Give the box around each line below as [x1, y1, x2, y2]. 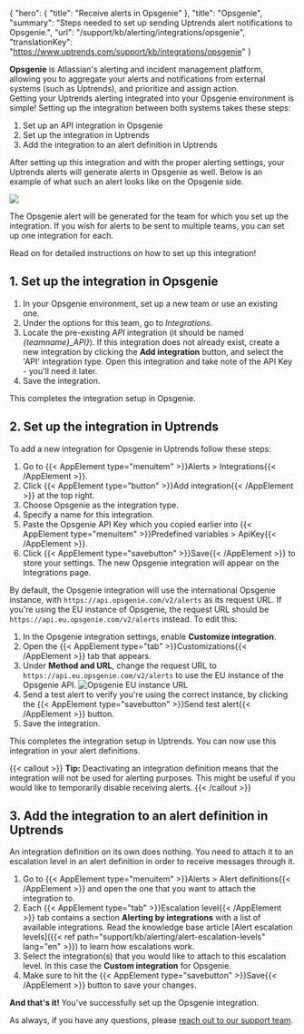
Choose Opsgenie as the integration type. [22, 499, 179, 510]
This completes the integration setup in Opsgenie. [9, 392, 197, 403]
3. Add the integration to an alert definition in [9, 808, 269, 824]
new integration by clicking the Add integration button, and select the [22, 346, 284, 357]
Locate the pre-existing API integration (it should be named [22, 327, 244, 338]
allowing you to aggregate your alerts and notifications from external [9, 74, 266, 84]
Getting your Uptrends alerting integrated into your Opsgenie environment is [9, 93, 295, 103]
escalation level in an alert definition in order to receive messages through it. [9, 856, 296, 867]
